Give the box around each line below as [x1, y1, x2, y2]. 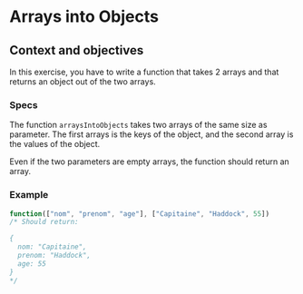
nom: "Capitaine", [17, 242, 88, 251]
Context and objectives [9, 43, 144, 58]
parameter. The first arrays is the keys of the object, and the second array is [9, 129, 294, 140]
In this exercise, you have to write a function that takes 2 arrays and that [9, 66, 279, 77]
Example [9, 189, 49, 201]
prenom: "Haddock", [17, 251, 92, 260]
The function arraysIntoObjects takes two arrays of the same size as [9, 120, 268, 131]
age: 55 [17, 259, 47, 269]
